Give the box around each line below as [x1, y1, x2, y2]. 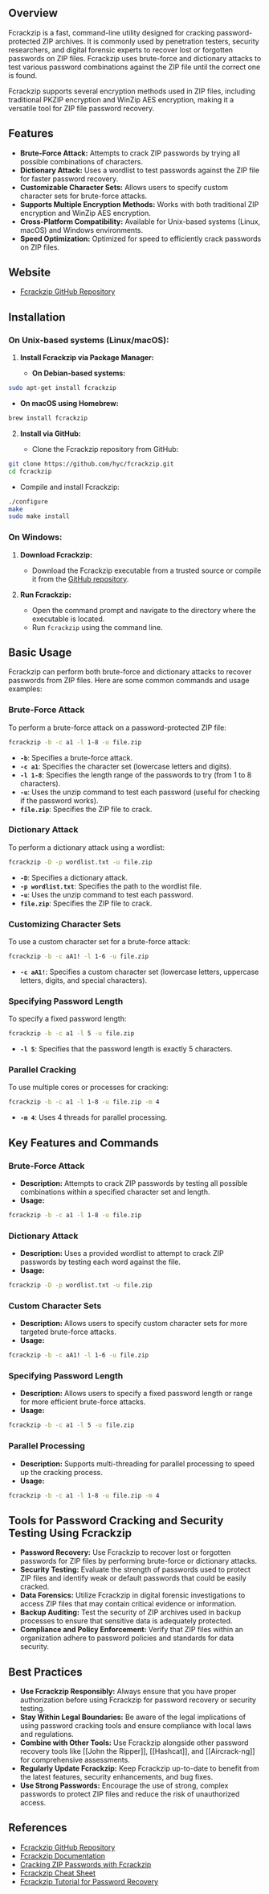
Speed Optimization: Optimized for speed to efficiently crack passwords [19, 234, 262, 243]
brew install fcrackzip [8, 414, 88, 422]
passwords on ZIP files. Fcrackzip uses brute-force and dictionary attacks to [8, 53, 262, 63]
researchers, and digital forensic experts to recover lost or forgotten [8, 44, 234, 55]
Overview [8, 6, 59, 20]
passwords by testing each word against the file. [19, 1257, 181, 1267]
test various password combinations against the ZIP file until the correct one [8, 62, 261, 72]
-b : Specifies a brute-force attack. [19, 752, 133, 762]
